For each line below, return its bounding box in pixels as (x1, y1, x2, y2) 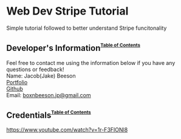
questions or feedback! (6, 66, 64, 73)
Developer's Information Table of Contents (6, 42, 141, 53)
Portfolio (6, 78, 28, 86)
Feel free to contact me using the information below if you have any (6, 59, 176, 66)
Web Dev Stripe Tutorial (6, 4, 129, 18)
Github (6, 85, 23, 92)
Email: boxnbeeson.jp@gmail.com (6, 91, 91, 98)
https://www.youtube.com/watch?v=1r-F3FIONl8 (6, 126, 128, 134)
